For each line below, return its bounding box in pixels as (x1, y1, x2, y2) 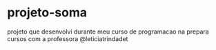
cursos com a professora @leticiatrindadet (7, 34, 128, 42)
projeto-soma (7, 5, 88, 21)
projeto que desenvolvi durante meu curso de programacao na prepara (7, 27, 209, 36)
